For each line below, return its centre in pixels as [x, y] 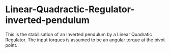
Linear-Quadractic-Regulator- [70, 9]
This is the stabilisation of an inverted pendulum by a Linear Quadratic [79, 34]
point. [11, 45]
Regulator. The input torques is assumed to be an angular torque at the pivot [85, 40]
